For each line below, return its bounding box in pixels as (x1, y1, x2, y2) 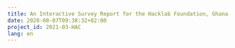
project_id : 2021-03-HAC (7, 23, 81, 30)
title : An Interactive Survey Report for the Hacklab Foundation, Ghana (7, 10, 229, 18)
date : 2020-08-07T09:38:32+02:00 (7, 17, 107, 24)
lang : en (7, 30, 34, 37)
